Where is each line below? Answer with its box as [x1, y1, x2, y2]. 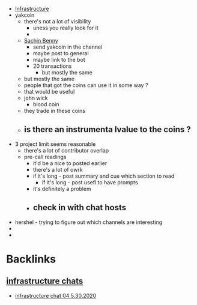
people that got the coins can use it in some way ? [23, 82, 148, 89]
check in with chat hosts [32, 202, 127, 213]
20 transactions [32, 62, 72, 70]
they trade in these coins [23, 107, 86, 114]
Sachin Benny [23, 37, 58, 44]
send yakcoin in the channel [32, 43, 103, 50]
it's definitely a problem [32, 185, 91, 192]
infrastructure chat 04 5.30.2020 [14, 292, 97, 299]
